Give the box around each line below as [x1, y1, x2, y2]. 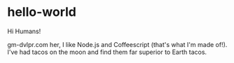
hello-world [7, 4, 77, 20]
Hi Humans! [7, 27, 41, 35]
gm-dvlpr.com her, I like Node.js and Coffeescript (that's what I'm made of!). [7, 40, 228, 48]
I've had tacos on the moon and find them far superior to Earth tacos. [7, 48, 207, 56]
